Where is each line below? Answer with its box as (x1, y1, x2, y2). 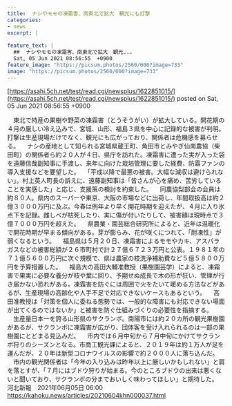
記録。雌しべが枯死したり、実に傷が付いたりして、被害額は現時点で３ (25, 211, 224, 219)
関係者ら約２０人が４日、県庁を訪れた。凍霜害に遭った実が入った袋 (30, 150, 225, 159)
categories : (7, 17, 41, 23)
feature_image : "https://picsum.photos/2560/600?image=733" (7, 61, 184, 68)
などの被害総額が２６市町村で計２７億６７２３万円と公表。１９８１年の (19, 245, 225, 253)
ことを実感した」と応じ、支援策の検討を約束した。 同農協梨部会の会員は (7, 184, 221, 193)
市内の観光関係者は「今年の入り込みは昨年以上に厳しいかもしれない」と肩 (12, 357, 225, 366)
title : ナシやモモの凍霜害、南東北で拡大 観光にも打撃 (7, 10, 151, 17)
